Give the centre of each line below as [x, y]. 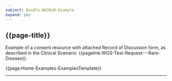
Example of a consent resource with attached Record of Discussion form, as [85, 48]
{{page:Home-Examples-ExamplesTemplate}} [53, 68]
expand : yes [18, 15]
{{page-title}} [28, 35]
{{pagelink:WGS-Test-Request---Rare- [119, 53]
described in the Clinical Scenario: [41, 53]
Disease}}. [16, 59]
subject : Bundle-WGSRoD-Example [40, 10]
